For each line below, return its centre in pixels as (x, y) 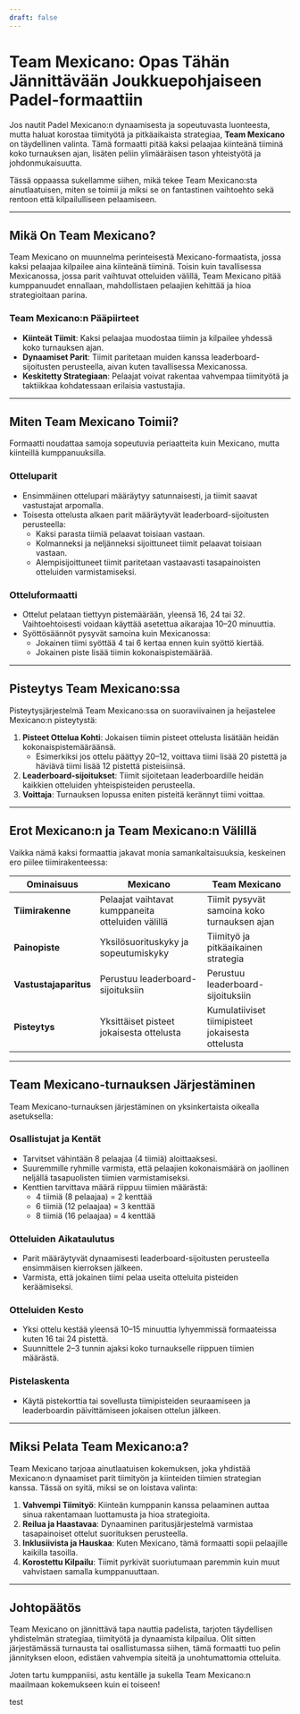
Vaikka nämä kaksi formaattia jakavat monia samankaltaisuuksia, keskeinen (147, 852)
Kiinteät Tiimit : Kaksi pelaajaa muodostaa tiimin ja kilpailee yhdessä (147, 337)
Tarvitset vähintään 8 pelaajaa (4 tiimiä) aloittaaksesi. (120, 1158)
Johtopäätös (46, 1607)
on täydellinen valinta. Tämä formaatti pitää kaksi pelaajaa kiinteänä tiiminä (146, 143)
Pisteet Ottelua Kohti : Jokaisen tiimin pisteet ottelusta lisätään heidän (150, 737)
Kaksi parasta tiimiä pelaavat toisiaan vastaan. (120, 533)
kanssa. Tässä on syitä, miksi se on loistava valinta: (104, 1488)
